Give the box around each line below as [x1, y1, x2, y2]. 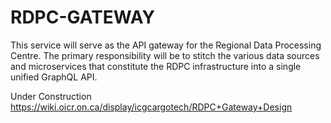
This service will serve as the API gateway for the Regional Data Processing [10, 39, 322, 51]
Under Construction [10, 90, 92, 102]
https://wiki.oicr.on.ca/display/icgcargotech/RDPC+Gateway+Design [10, 101, 293, 113]
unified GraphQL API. [10, 71, 98, 83]
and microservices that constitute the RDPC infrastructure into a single [10, 60, 302, 72]
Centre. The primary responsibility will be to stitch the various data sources [10, 49, 320, 61]
